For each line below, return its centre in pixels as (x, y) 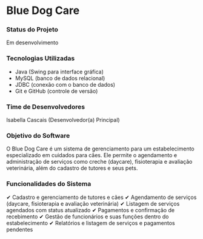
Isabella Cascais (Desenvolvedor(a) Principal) (63, 120)
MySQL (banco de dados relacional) (60, 78)
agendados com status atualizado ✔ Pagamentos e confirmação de (90, 210)
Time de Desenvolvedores (46, 107)
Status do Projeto (32, 30)
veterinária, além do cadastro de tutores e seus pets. (72, 168)
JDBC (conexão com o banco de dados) (65, 84)
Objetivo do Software (38, 136)
